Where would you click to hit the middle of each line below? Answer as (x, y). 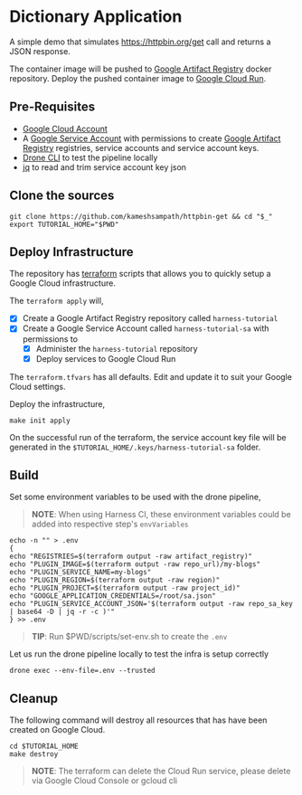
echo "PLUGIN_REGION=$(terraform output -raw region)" (115, 581)
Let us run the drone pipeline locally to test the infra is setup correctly (139, 654)
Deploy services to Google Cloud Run (106, 358)
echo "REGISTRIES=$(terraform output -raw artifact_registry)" (131, 557)
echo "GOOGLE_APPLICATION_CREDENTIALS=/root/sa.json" (113, 596)
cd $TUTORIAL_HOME (44, 747)
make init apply (40, 421)
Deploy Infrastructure (71, 252)
